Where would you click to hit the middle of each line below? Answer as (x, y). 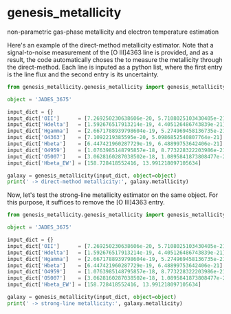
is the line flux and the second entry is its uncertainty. (83, 74)
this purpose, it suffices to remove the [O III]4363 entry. (86, 202)
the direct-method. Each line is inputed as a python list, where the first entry (115, 67)
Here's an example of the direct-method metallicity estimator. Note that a (110, 45)
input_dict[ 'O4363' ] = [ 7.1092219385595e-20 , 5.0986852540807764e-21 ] (115, 138)
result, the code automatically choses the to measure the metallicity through (115, 59)
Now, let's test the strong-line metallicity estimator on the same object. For (113, 195)
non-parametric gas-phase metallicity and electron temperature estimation (113, 32)
